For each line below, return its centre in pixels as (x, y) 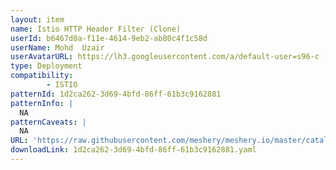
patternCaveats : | (48, 122)
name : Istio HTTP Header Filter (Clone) (96, 29)
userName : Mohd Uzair (57, 47)
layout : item (37, 19)
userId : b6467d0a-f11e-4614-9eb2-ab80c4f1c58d (109, 38)
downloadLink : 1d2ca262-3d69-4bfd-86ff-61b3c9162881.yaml (133, 150)
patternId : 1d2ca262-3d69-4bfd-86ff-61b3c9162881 (116, 94)
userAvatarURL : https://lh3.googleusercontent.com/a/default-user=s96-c (165, 57)
